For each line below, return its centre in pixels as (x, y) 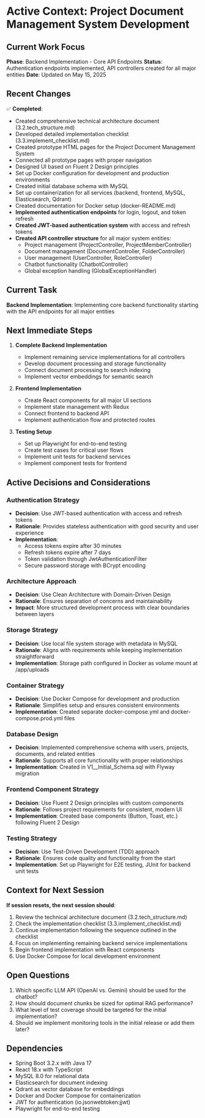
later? (22, 1029)
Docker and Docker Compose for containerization (78, 1096)
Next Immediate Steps (50, 331)
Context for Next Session (55, 890)
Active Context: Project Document (95, 11)
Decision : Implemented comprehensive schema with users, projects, (102, 747)
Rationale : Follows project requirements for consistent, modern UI (99, 809)
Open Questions (38, 975)
